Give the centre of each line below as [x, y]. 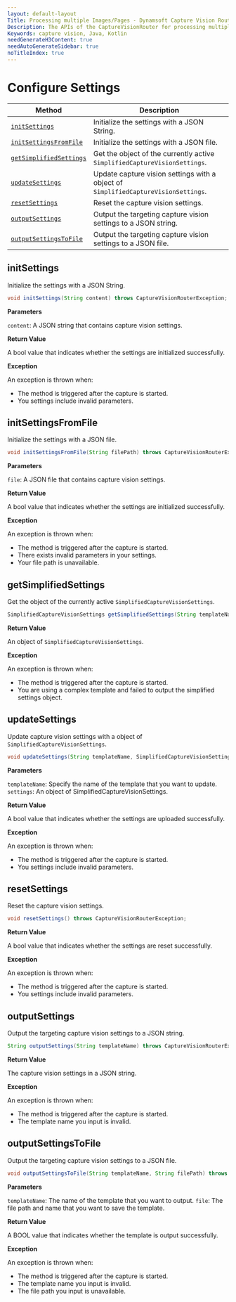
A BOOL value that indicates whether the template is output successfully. [113, 1235]
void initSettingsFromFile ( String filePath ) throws [84, 453]
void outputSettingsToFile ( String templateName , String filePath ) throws [118, 1173]
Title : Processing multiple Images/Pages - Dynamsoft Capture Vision [111, 20]
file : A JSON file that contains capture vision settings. [86, 479]
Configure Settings [64, 88]
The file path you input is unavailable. [72, 1291]
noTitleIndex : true [36, 53]
